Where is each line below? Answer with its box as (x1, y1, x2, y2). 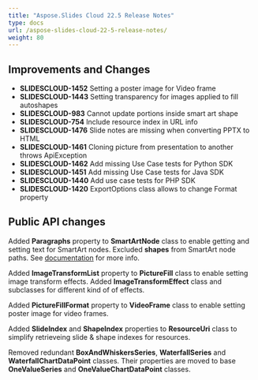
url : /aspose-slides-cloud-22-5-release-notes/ (8, 26, 168, 34)
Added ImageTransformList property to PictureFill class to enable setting (8, 268, 249, 278)
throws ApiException (19, 151, 88, 160)
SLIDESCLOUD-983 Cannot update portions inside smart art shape (19, 109, 238, 118)
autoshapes (19, 100, 58, 110)
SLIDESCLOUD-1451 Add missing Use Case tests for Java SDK (19, 167, 225, 177)
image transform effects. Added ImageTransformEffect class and (8, 277, 222, 286)
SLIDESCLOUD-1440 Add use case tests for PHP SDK (19, 176, 196, 185)
